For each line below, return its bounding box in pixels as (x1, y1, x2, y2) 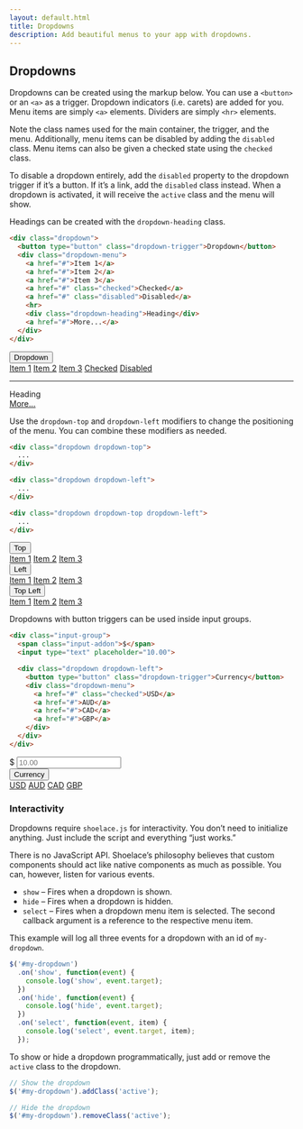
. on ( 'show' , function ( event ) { (17, 968, 135, 977)
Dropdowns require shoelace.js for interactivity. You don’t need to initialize (9, 822, 289, 834)
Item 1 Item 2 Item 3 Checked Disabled (9, 363, 153, 373)
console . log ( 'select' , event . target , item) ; (25, 1027, 196, 1036)
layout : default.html (9, 13, 91, 23)
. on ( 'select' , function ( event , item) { (17, 1018, 168, 1028)
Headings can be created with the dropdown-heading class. (9, 216, 226, 227)
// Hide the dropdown (9, 1103, 91, 1112)
